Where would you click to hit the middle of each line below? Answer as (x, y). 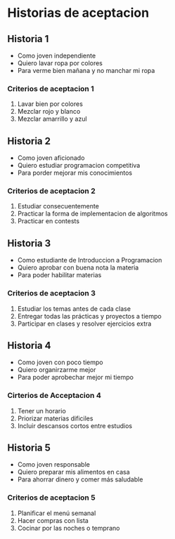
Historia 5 (29, 448)
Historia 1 (28, 39)
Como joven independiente (57, 55)
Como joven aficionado (51, 158)
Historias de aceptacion (78, 13)
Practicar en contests (48, 221)
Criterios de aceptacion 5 (52, 498)
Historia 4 (29, 345)
